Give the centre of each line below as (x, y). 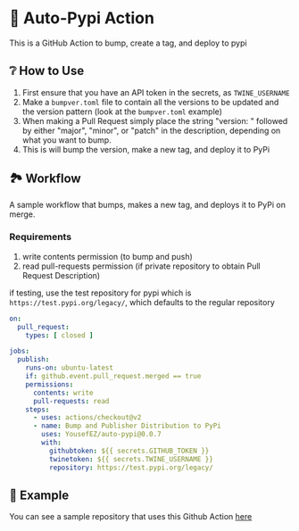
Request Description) (61, 275)
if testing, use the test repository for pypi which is (100, 293)
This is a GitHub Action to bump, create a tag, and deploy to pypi (128, 43)
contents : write (63, 393)
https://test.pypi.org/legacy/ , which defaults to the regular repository (142, 302)
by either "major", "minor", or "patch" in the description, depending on (151, 130)
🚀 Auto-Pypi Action (82, 18)
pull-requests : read (71, 401)
